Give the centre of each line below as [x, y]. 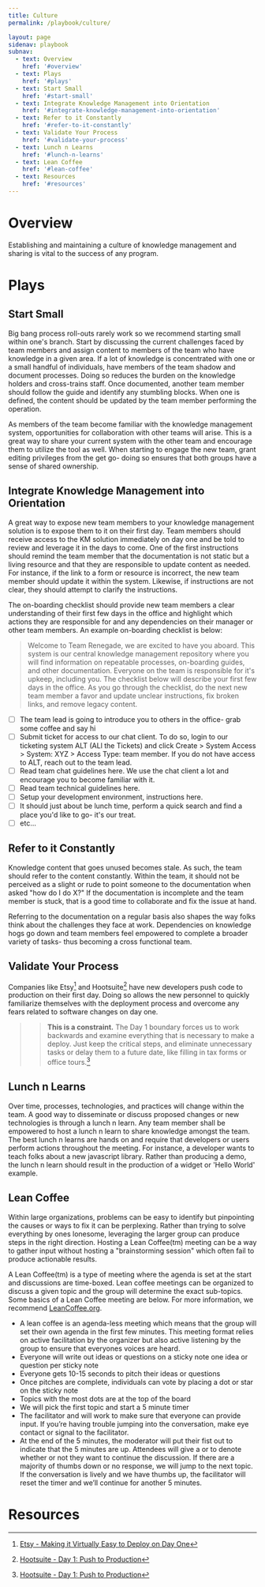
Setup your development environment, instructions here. [111, 797]
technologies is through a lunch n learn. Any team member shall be [117, 1123]
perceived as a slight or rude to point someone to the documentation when [129, 884]
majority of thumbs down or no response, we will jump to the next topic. [136, 1465]
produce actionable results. [52, 1259]
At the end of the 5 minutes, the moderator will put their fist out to [126, 1440]
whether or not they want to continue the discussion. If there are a [127, 1457]
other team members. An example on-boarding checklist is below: [116, 630]
